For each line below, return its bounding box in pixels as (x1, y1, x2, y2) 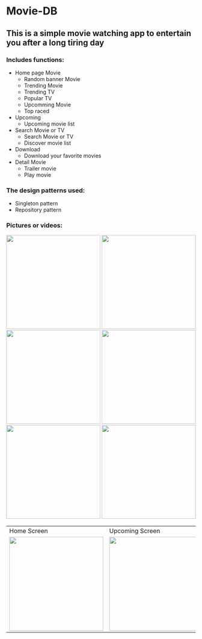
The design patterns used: (6, 186, 85, 195)
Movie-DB (6, 4, 58, 18)
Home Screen (9, 527, 48, 535)
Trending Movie (23, 82, 63, 89)
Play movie (23, 171, 52, 178)
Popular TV (23, 94, 52, 101)
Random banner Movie (23, 75, 81, 82)
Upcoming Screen (109, 527, 161, 535)
